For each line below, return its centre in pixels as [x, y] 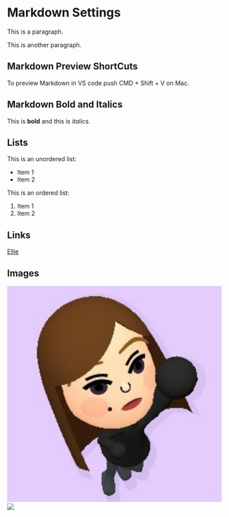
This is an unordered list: [42, 159]
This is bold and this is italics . [49, 121]
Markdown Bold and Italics [65, 105]
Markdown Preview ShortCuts [72, 67]
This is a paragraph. [35, 32]
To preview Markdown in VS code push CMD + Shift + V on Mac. [98, 83]
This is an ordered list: [38, 193]
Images [23, 273]
